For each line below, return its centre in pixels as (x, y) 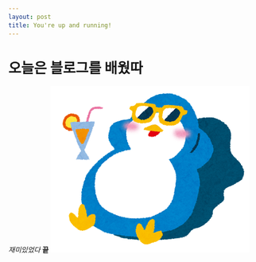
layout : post (30, 17)
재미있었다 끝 (29, 250)
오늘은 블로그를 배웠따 (76, 68)
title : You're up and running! (60, 25)
